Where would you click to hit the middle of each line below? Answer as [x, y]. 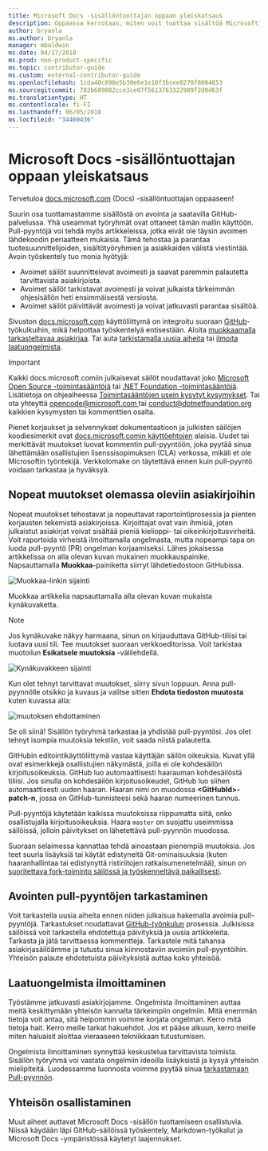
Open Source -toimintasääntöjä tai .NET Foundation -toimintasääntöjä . [124, 386]
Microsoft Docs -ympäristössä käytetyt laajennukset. [95, 1139]
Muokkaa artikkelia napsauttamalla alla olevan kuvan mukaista [110, 595]
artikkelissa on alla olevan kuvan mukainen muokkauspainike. [109, 556]
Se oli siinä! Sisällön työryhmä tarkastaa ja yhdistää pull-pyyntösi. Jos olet [130, 731]
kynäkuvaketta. [33, 604]
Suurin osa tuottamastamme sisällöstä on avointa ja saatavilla [109, 213]
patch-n [22, 798]
